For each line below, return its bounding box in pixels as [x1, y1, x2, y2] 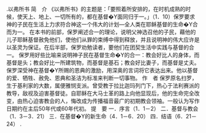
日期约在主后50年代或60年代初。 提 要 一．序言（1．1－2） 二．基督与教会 [6, 105, 199, 112]
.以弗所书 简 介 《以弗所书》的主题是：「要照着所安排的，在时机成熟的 [6, 6, 186, 12]
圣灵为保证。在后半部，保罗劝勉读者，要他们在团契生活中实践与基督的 [11, 44, 189, 51]
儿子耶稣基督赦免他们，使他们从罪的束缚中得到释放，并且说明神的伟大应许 [6, 36, 194, 43]
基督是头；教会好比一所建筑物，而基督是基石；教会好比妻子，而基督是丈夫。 [6, 59, 200, 66]
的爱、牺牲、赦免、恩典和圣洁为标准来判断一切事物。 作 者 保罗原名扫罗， [6, 74, 197, 82]
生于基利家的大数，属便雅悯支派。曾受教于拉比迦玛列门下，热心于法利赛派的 [6, 82, 200, 89]
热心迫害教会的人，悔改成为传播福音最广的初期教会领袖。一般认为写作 [22, 97, 200, 104]
